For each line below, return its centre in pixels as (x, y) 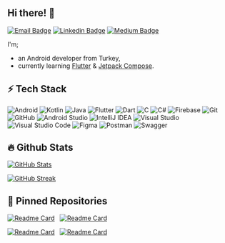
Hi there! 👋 (31, 13)
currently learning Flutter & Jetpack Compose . (86, 66)
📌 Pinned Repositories (57, 201)
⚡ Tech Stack (37, 89)
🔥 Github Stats (40, 148)
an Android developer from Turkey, (69, 58)
